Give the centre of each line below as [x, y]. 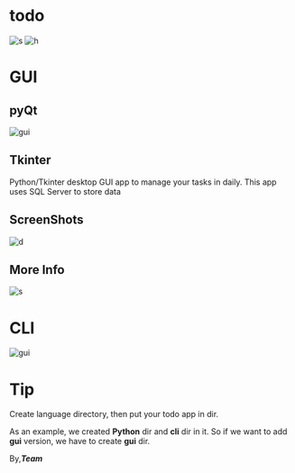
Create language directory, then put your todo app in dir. [114, 414]
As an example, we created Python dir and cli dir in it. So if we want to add [148, 432]
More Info [37, 270]
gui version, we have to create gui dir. [80, 441]
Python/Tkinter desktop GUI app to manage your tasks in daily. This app [143, 182]
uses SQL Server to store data [65, 191]
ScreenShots [46, 220]
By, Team [26, 459]
